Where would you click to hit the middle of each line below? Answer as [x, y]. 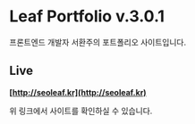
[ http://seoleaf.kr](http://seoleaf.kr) [78, 92]
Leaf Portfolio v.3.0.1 [87, 17]
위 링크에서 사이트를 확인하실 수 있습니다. [81, 111]
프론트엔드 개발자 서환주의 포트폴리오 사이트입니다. [98, 42]
